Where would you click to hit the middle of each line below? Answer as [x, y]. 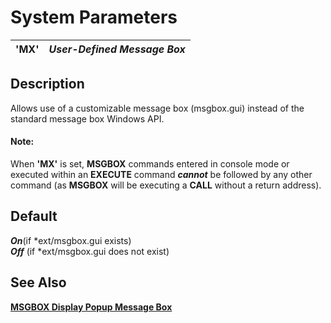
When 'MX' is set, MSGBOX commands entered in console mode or [150, 163]
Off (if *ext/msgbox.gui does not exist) [90, 251]
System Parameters [94, 17]
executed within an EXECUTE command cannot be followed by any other [161, 174]
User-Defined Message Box [117, 49]
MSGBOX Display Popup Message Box [91, 307]
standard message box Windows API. [87, 118]
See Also [38, 282]
